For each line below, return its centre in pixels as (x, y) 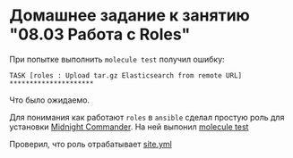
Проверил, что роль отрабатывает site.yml (90, 144)
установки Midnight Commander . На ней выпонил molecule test (129, 127)
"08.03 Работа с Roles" (100, 34)
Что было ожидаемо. (50, 100)
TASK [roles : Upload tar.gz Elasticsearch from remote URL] (126, 75)
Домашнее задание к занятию (130, 16)
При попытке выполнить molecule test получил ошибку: (117, 59)
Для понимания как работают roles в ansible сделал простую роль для (147, 117)
